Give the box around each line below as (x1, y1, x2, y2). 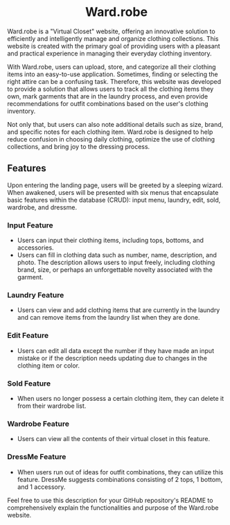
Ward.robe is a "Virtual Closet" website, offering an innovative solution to (7, 27, 216, 35)
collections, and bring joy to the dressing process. (7, 142, 150, 150)
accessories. (17, 243, 54, 252)
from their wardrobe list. (17, 402, 87, 410)
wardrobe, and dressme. (7, 203, 78, 212)
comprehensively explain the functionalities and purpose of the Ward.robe (7, 504, 219, 512)
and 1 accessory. (17, 483, 66, 491)
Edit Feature (7, 331, 49, 341)
